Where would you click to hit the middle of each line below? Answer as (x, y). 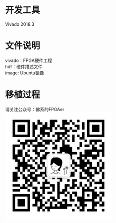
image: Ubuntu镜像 (25, 73)
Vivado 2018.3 (20, 24)
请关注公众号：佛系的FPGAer (35, 109)
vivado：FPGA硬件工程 (29, 60)
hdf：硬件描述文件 (24, 66)
